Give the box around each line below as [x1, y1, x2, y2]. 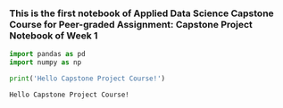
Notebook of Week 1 [9, 29, 98, 42]
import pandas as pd [9, 50, 87, 59]
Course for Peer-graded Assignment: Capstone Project [9, 18, 253, 30]
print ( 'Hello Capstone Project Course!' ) [9, 74, 166, 83]
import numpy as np [9, 58, 82, 67]
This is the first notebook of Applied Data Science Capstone [9, 7, 274, 20]
